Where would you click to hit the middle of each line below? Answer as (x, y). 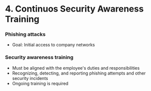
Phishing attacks (25, 34)
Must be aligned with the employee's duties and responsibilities (76, 68)
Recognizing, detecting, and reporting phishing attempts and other (79, 73)
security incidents (30, 78)
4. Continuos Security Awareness (74, 9)
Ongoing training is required (40, 83)
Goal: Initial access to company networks (53, 45)
